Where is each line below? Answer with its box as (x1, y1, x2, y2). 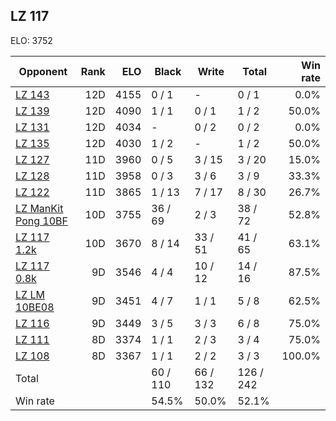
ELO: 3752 (10, 34, 53, 46)
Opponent (18, 64, 68, 78)
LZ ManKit (15, 201, 64, 215)
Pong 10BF (15, 214, 68, 228)
